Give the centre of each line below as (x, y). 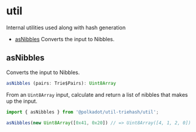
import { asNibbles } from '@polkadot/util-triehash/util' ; (83, 112)
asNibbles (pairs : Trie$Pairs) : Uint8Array (61, 83)
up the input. (22, 101)
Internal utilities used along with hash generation (66, 27)
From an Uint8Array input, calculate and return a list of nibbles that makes (97, 94)
